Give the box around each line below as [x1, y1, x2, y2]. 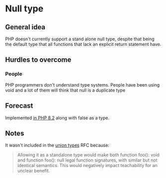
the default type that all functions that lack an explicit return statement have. [5, 41, 162, 47]
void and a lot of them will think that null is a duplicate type [5, 87, 126, 93]
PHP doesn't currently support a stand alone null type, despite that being [5, 36, 155, 42]
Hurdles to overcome [5, 56, 72, 64]
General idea [5, 23, 46, 31]
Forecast [5, 101, 33, 110]
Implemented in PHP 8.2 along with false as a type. [5, 115, 109, 121]
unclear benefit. [17, 168, 50, 174]
